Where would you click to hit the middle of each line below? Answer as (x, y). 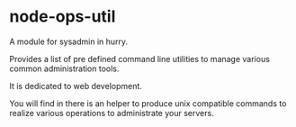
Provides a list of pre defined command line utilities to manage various (139, 59)
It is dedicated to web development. (76, 86)
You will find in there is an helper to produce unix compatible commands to (148, 103)
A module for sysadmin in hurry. (69, 41)
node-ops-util (63, 17)
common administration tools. (64, 68)
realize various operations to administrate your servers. (112, 113)
